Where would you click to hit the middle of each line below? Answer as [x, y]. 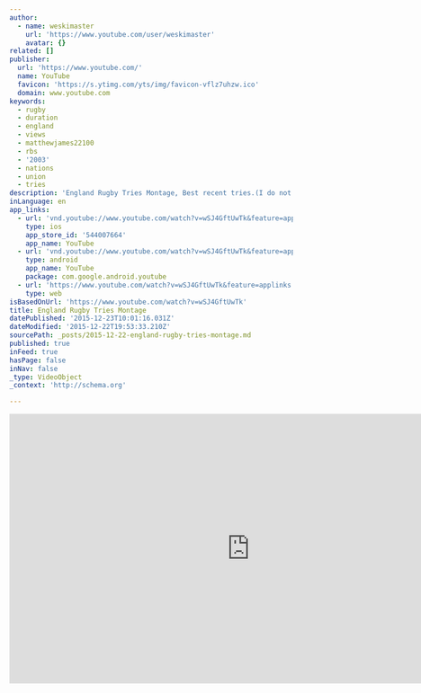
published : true [40, 343]
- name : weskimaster [56, 26]
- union [32, 176]
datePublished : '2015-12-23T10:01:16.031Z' [92, 319]
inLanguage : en [38, 202]
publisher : [30, 59]
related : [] [31, 51]
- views [32, 135]
